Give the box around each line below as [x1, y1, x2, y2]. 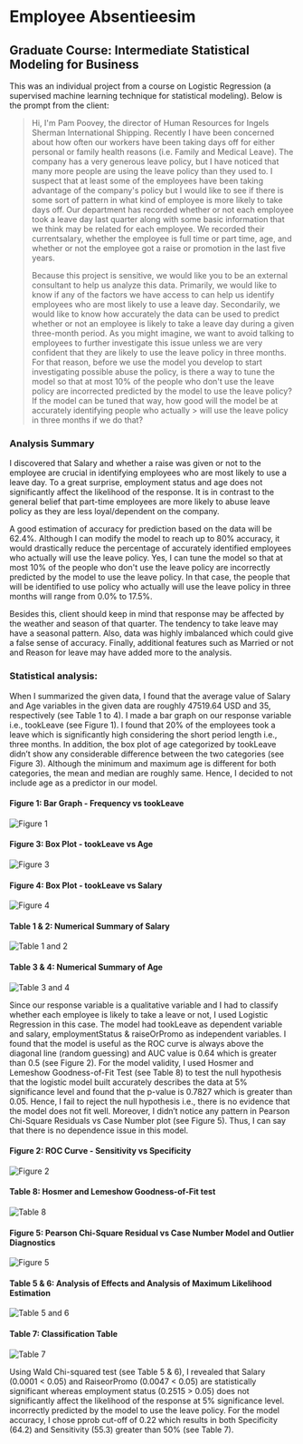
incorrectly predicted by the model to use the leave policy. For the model [9, 1404, 280, 1416]
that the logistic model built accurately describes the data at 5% [9, 1077, 248, 1088]
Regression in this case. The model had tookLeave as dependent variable [9, 1019, 283, 1029]
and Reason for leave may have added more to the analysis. [9, 647, 232, 659]
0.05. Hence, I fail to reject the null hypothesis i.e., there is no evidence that [9, 1096, 291, 1107]
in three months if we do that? [31, 415, 143, 425]
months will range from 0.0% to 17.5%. [9, 591, 153, 602]
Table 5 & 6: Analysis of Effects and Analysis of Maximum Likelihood [9, 1277, 272, 1289]
